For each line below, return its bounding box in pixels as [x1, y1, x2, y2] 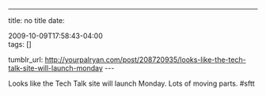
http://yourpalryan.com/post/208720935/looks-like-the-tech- [44, 55, 247, 64]
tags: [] [8, 40, 32, 48]
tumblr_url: [8, 55, 44, 64]
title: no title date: [8, 16, 65, 25]
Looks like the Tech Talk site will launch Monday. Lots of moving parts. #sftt [8, 79, 255, 88]
